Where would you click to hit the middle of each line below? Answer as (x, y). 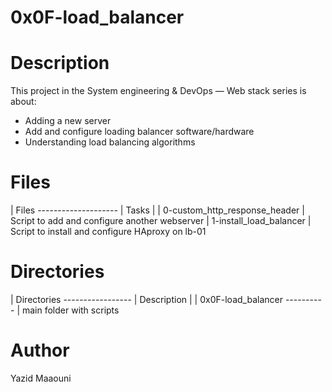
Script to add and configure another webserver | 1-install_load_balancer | (161, 221)
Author (40, 350)
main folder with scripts (70, 310)
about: (23, 102)
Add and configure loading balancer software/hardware (139, 132)
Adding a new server (68, 121)
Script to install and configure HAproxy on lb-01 (108, 232)
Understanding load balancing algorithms (110, 142)
